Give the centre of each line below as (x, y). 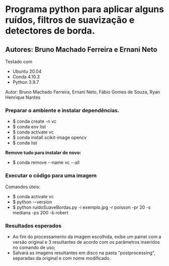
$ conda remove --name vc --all (46, 162)
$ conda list (25, 143)
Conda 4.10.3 (26, 77)
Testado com (19, 61)
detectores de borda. (50, 31)
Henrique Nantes (23, 97)
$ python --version (32, 202)
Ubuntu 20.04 (27, 71)
